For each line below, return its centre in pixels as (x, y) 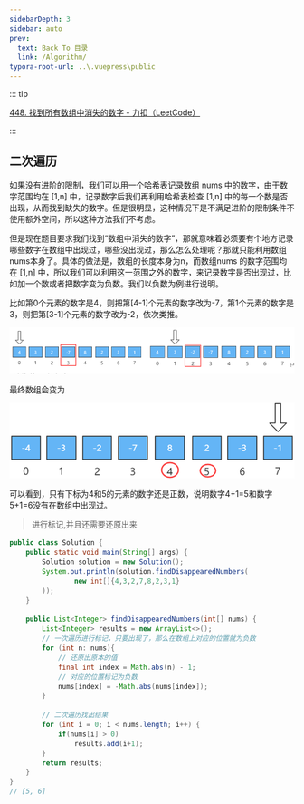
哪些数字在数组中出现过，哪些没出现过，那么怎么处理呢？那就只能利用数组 (148, 249)
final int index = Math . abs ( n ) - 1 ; (127, 667)
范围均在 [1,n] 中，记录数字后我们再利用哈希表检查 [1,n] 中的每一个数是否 (152, 196)
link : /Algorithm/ (52, 58)
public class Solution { (56, 543)
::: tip (19, 94)
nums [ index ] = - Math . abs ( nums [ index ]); (133, 686)
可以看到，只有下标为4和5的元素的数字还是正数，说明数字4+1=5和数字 (141, 494)
